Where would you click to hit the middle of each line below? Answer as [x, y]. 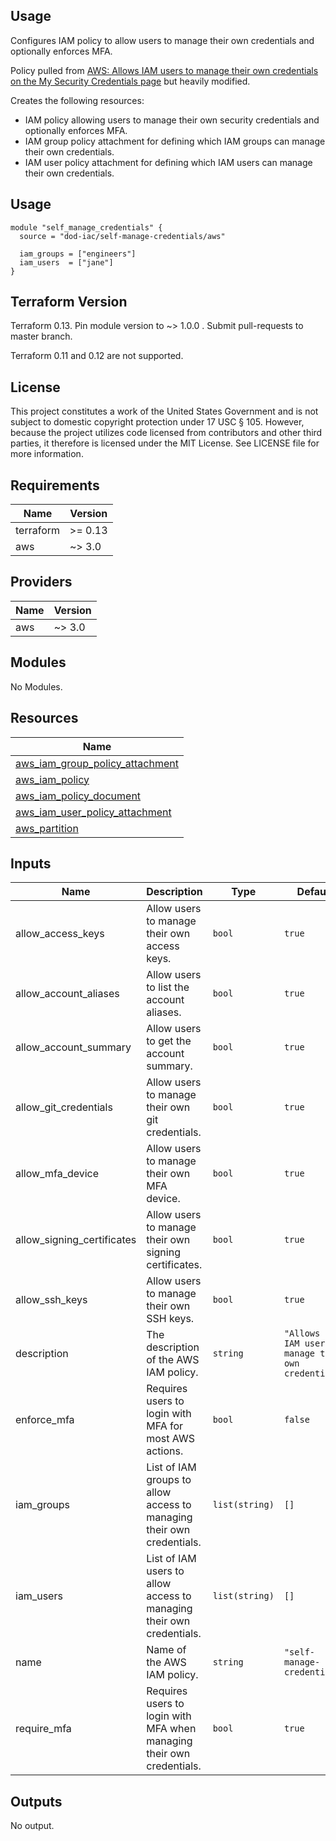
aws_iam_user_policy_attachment [93, 812]
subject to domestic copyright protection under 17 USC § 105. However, [157, 422]
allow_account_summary [73, 1047]
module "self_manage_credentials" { [86, 227]
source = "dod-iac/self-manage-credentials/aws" [122, 236]
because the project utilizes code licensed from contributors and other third [166, 433]
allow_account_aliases [67, 994]
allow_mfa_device [57, 1174]
